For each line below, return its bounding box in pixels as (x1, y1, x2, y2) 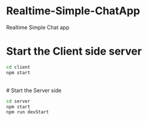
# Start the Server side (6, 87, 62, 94)
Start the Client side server (6, 44, 142, 58)
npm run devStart (6, 109, 49, 115)
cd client (6, 64, 31, 70)
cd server (6, 98, 31, 104)
